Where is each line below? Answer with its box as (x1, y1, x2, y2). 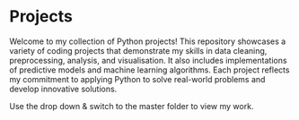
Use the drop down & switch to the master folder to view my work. (9, 100, 254, 111)
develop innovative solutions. (9, 83, 118, 94)
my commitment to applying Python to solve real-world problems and (9, 73, 266, 84)
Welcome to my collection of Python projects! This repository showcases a (9, 36, 286, 47)
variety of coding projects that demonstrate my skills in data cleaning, (9, 45, 268, 56)
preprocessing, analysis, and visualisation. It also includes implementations (9, 55, 287, 65)
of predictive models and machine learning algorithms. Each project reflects (9, 64, 290, 75)
